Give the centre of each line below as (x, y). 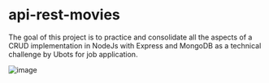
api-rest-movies (64, 15)
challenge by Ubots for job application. (73, 54)
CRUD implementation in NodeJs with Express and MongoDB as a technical (135, 45)
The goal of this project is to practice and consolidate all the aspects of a (130, 37)
